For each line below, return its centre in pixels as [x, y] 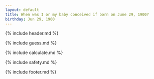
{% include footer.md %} [31, 72]
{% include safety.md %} [31, 62]
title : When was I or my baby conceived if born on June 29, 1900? [77, 14]
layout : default [22, 10]
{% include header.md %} [32, 33]
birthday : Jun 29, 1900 [30, 19]
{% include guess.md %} [31, 43]
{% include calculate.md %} [34, 52]
